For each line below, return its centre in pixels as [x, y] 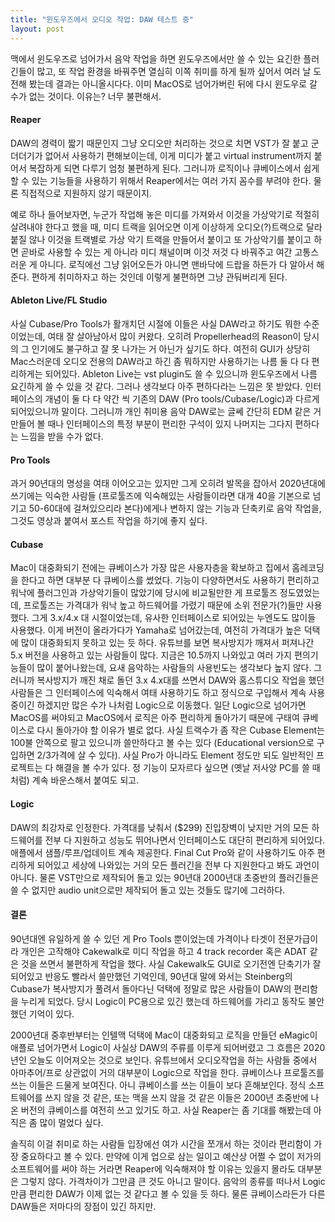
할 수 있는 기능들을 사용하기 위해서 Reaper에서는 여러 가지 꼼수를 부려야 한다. [161, 180]
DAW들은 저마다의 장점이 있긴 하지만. [83, 1206]
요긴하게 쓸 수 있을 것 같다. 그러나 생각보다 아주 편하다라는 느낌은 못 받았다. [156, 386]
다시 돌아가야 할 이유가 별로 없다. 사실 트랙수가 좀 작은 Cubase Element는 [180, 730]
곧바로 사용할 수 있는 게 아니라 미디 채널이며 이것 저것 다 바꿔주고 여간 [156, 252]
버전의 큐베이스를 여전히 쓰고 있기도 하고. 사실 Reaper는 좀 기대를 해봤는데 [166, 1110]
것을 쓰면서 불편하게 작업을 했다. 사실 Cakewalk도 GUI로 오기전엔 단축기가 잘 [171, 963]
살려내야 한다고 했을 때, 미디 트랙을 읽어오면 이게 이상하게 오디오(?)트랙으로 [157, 227]
